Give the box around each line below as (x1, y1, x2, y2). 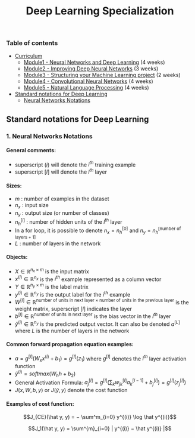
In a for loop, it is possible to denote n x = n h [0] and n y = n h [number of (14, 226, 181, 235)
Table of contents (6, 39, 58, 47)
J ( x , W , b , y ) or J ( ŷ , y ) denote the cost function (14, 387, 128, 394)
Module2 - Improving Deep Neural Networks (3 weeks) (23, 65, 159, 72)
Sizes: (6, 182, 22, 189)
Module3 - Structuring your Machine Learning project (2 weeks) (23, 72, 181, 79)
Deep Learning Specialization (26, 4, 174, 18)
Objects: (6, 254, 28, 261)
